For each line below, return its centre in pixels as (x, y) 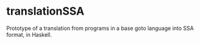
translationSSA (45, 11)
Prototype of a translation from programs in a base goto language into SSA (100, 28)
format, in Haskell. (29, 34)
